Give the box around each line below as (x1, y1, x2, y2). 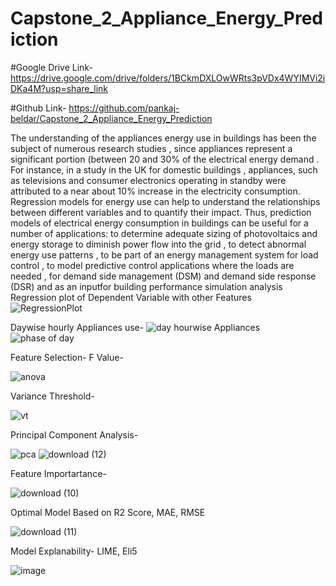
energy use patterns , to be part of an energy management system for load (10, 248, 319, 261)
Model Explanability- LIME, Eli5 (10, 545, 138, 557)
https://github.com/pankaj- (68, 102, 180, 114)
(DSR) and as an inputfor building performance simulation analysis (10, 280, 283, 292)
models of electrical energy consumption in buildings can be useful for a (10, 217, 309, 229)
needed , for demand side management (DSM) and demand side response (10, 270, 317, 282)
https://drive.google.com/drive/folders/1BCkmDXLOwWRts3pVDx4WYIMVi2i (10, 72, 326, 84)
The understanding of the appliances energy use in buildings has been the (10, 132, 317, 144)
